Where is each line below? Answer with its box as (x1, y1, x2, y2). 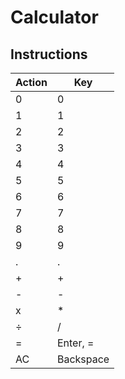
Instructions (10, 46, 88, 63)
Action (15, 76, 48, 89)
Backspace (56, 352, 110, 366)
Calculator (10, 6, 99, 29)
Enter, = (56, 336, 95, 350)
